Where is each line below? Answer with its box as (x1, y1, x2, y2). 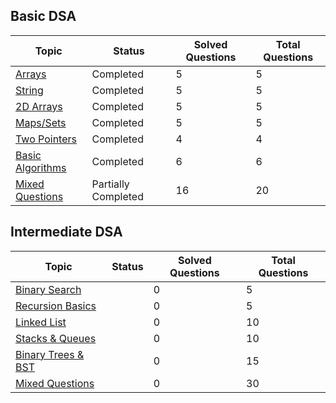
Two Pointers (15, 132, 77, 146)
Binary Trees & (15, 347, 85, 361)
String (15, 83, 44, 97)
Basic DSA (10, 8, 77, 25)
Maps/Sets (15, 115, 67, 129)
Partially (91, 177, 130, 191)
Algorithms (15, 160, 67, 174)
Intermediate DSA (10, 224, 123, 241)
